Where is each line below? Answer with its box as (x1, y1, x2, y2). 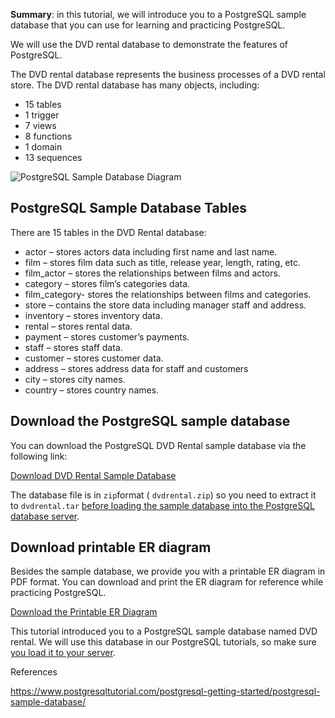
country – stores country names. (24, 384, 160, 396)
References (10, 666, 58, 678)
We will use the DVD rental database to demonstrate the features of (10, 39, 289, 50)
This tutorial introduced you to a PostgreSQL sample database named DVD (10, 625, 318, 638)
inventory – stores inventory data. (24, 309, 163, 321)
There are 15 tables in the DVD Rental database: (10, 226, 207, 238)
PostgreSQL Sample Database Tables (10, 200, 247, 217)
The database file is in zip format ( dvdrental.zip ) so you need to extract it (10, 489, 317, 501)
